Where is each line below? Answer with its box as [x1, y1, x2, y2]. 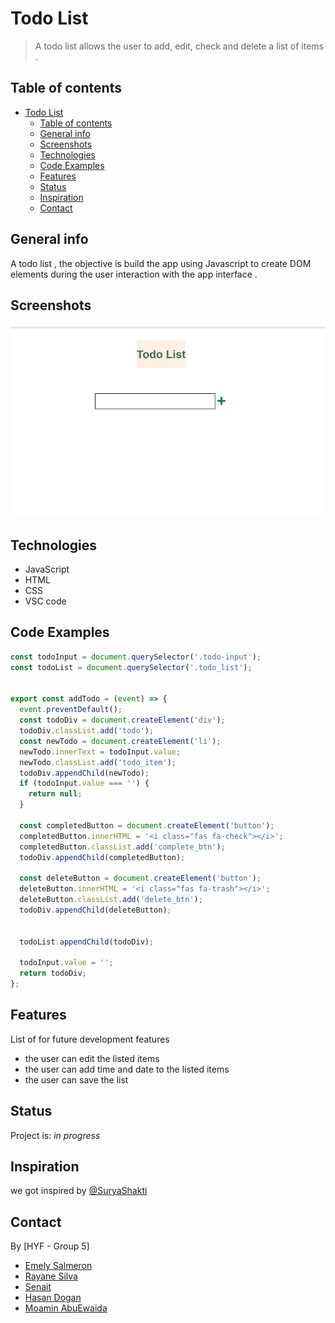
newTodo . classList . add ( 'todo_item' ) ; [19, 757, 177, 767]
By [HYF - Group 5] [10, 1240, 90, 1252]
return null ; [28, 789, 83, 799]
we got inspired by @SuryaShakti [10, 1185, 148, 1197]
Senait [24, 1281, 52, 1293]
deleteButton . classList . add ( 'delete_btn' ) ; [19, 895, 203, 905]
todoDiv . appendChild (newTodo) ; [19, 768, 150, 778]
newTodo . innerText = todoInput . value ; [19, 747, 182, 757]
